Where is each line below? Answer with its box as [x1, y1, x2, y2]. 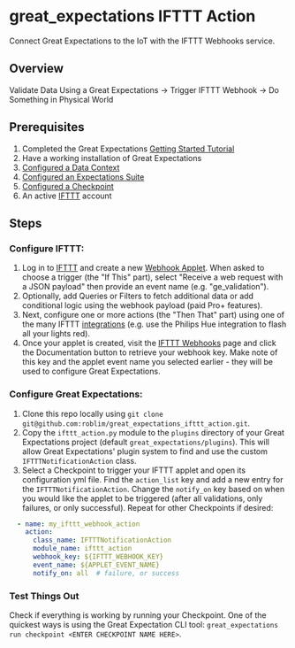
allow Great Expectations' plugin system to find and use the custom [21, 445, 268, 457]
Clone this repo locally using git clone [21, 408, 163, 419]
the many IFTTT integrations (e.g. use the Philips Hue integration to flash [21, 319, 287, 329]
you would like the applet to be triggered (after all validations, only [21, 493, 263, 504]
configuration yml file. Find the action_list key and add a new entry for [21, 474, 284, 484]
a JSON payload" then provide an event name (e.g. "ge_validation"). [21, 282, 269, 292]
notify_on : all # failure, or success [32, 568, 179, 577]
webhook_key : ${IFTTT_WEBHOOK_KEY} [32, 552, 164, 561]
